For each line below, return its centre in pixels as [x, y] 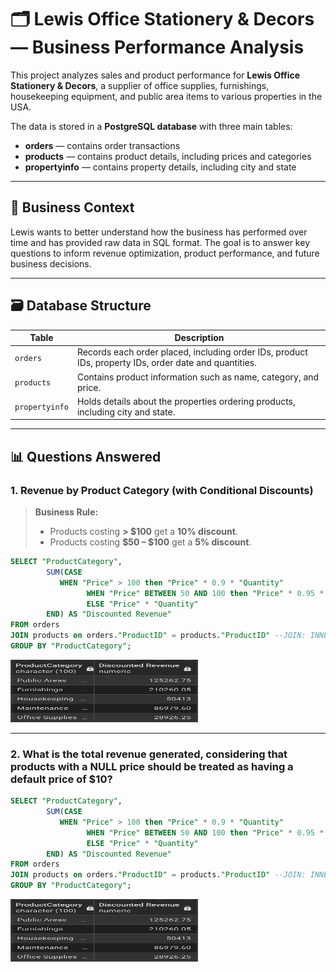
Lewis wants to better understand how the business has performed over [159, 232]
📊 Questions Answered [86, 456]
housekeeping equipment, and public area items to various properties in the [166, 96]
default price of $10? [61, 779]
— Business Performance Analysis [157, 47]
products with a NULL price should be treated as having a [152, 766]
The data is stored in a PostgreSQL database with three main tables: [151, 126]
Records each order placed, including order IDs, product [192, 352]
